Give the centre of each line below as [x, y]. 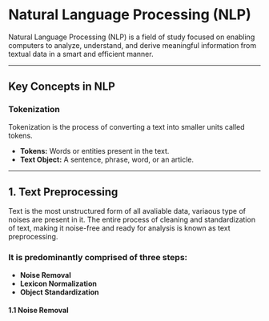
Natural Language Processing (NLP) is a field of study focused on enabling [132, 37]
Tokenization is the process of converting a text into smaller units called [127, 126]
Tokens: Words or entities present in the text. [94, 150]
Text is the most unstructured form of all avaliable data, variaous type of [127, 211]
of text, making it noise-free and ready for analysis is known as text [119, 228]
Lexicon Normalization [58, 283]
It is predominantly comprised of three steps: [98, 258]
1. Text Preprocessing [63, 193]
